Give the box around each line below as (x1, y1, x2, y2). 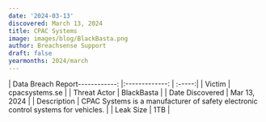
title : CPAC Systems (8, 27, 78, 35)
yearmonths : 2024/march (8, 57, 89, 65)
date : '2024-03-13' (8, 11, 74, 20)
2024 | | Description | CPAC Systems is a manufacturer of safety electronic (8, 96, 258, 106)
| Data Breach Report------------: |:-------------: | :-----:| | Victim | (8, 78, 230, 89)
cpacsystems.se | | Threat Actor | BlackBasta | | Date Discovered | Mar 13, (8, 87, 255, 97)
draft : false (8, 49, 53, 57)
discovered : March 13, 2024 (8, 19, 103, 27)
